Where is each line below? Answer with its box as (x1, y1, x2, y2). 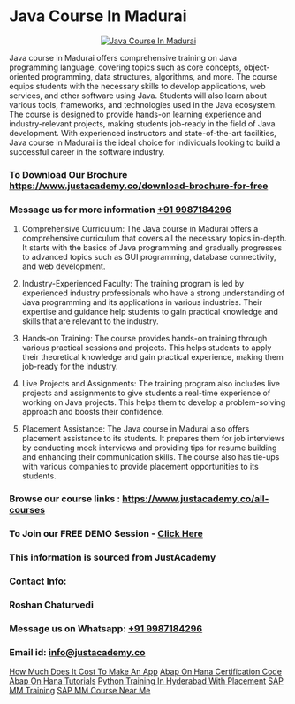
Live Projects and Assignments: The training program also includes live (21, 379, 281, 389)
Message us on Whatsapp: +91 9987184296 (9, 622, 203, 634)
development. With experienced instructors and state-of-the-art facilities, (9, 127, 276, 138)
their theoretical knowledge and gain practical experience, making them (21, 352, 284, 363)
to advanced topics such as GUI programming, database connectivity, (21, 252, 276, 263)
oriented (9, 71, 40, 81)
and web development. (21, 261, 106, 272)
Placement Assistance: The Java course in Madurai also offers (21, 424, 250, 434)
